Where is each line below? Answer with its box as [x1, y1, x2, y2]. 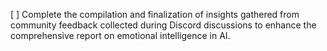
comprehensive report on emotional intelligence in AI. [10, 30, 231, 41]
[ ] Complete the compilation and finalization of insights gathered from [10, 9, 300, 20]
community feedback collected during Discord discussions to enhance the [10, 19, 317, 31]
